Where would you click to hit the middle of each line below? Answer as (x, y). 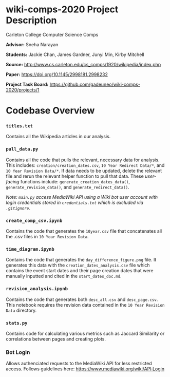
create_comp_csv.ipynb (34, 220)
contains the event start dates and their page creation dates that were (80, 271)
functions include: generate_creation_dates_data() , (75, 181)
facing (13, 181)
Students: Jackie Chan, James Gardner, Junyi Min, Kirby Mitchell (75, 54)
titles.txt (19, 126)
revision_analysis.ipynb (37, 289)
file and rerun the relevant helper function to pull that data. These (75, 176)
